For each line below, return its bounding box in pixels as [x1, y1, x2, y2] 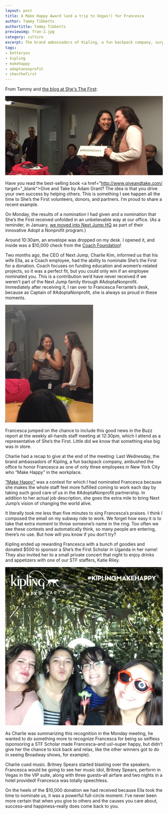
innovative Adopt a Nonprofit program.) [5, 227, 86, 234]
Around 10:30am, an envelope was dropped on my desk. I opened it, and [5, 237, 155, 243]
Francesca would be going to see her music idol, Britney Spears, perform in [5, 767, 161, 773]
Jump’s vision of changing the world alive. [5, 500, 92, 507]
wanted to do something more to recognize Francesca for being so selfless [5, 736, 160, 742]
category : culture [5, 35, 43, 40]
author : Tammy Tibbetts [5, 19, 55, 24]
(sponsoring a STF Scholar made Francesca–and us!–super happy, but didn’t [5, 741, 163, 747]
